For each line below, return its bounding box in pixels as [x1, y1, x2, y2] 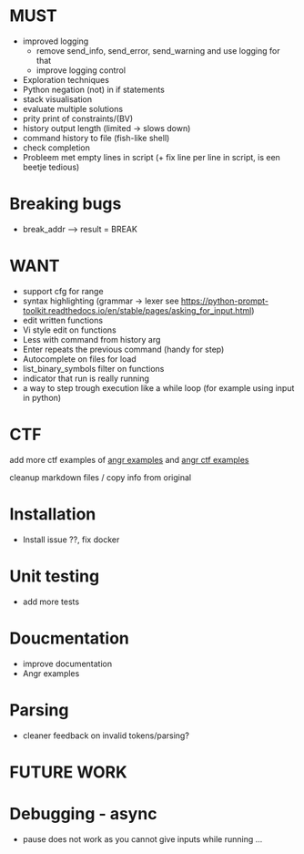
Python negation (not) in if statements [22, 84, 166, 95]
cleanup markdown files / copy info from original [9, 471, 192, 483]
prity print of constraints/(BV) [22, 113, 134, 124]
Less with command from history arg [22, 334, 161, 345]
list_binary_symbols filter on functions [22, 363, 165, 374]
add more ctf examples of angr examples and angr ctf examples [9, 454, 249, 465]
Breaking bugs [9, 193, 122, 214]
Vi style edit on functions [22, 324, 117, 335]
